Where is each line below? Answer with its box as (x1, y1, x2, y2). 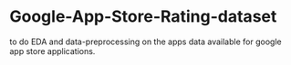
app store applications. (9, 45, 96, 56)
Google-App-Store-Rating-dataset (9, 6, 277, 27)
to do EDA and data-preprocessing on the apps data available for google (9, 36, 282, 47)
